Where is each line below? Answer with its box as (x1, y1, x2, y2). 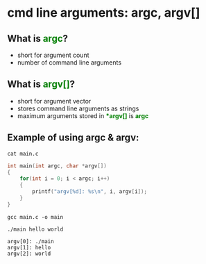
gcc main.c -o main (7, 213, 64, 220)
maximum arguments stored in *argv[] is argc (17, 111, 149, 119)
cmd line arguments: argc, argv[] (7, 5, 200, 21)
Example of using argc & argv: (7, 132, 139, 144)
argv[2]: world (7, 250, 51, 257)
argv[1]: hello (7, 244, 51, 251)
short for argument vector (17, 97, 92, 105)
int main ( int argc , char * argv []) (7, 162, 108, 170)
